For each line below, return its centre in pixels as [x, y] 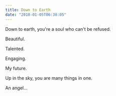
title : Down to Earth [28, 10]
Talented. [15, 49]
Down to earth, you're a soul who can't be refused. [58, 29]
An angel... [16, 88]
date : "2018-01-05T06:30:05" [36, 15]
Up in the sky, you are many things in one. [49, 78]
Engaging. [16, 58]
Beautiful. [15, 39]
